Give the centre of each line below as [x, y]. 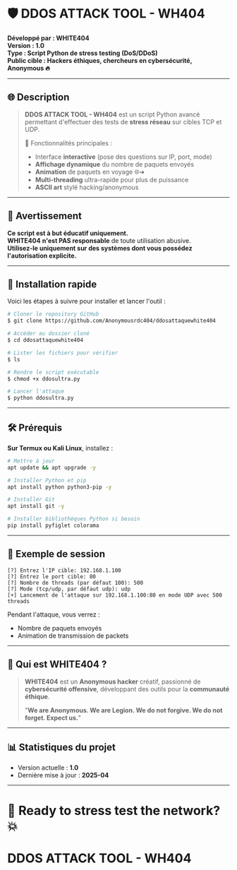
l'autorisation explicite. [42, 256]
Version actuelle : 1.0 [48, 768]
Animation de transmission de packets [73, 636]
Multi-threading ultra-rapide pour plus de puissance [112, 179]
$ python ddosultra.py [41, 398]
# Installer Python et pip [47, 480]
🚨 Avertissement [45, 216]
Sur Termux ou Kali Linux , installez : [60, 448]
